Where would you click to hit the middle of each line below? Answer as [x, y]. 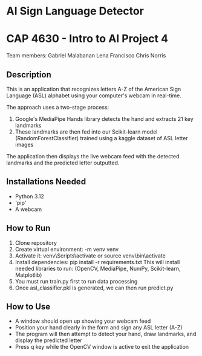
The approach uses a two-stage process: [58, 107]
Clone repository [36, 242]
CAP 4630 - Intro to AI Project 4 [87, 39]
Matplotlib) [28, 275]
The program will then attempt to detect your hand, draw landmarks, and [106, 334]
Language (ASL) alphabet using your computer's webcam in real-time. [94, 95]
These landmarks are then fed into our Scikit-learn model [86, 132]
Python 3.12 [29, 196]
